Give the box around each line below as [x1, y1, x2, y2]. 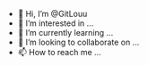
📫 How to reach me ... [17, 47, 101, 57]
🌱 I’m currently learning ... [17, 28, 114, 37]
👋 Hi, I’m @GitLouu [17, 9, 88, 19]
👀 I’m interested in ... [17, 18, 94, 29]
